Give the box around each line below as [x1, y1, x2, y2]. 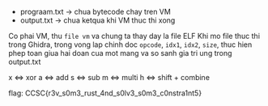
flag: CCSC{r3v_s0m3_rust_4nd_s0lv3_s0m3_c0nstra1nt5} [8, 88, 202, 98]
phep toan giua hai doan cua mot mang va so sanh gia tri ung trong [8, 49, 232, 57]
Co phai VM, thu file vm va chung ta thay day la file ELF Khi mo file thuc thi [8, 32, 261, 40]
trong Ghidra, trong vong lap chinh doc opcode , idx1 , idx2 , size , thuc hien [8, 40, 253, 49]
